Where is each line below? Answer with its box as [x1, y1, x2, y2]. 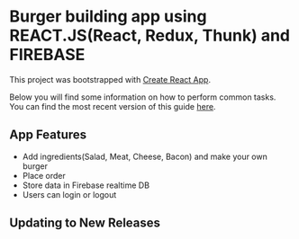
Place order [22, 170, 66, 181]
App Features [9, 128, 87, 143]
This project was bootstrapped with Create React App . [9, 74, 212, 84]
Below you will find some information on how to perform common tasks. [9, 92, 276, 102]
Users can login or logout [22, 189, 117, 199]
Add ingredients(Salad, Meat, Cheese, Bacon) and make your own [22, 151, 267, 162]
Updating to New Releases [9, 216, 160, 231]
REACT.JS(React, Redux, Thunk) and [9, 25, 291, 46]
